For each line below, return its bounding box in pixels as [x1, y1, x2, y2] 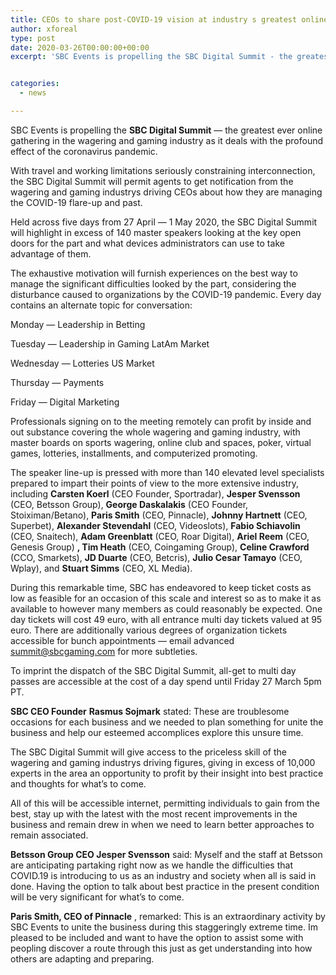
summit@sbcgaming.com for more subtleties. [10, 645, 198, 657]
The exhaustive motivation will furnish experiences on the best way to [10, 267, 298, 279]
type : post [10, 33, 56, 43]
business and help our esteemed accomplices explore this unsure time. [10, 726, 304, 738]
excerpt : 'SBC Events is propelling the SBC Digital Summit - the [10, 52, 293, 62]
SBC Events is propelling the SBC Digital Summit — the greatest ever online [10, 124, 323, 136]
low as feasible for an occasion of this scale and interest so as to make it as [10, 592, 322, 604]
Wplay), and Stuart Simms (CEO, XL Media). [10, 562, 193, 574]
